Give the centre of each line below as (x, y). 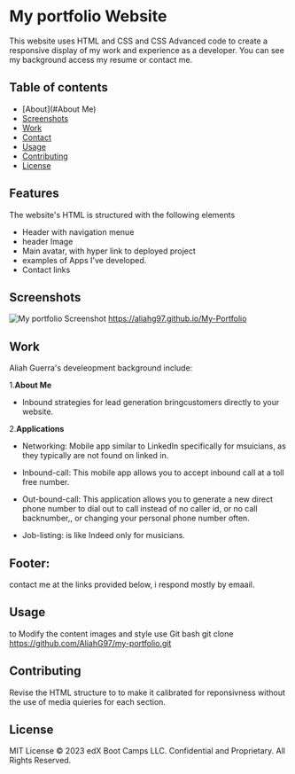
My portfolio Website (88, 16)
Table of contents (58, 87)
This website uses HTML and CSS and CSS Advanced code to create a (139, 41)
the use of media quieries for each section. (88, 701)
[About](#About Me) (59, 109)
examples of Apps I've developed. (84, 260)
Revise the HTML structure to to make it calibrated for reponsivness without (147, 692)
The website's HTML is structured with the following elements (122, 215)
